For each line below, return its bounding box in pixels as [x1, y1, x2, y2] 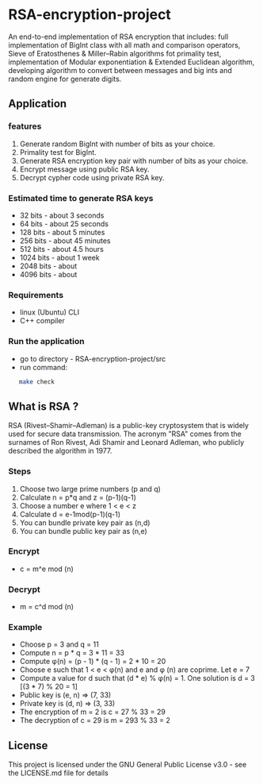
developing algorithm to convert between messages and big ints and [8, 65, 232, 75]
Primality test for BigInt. [19, 147, 97, 156]
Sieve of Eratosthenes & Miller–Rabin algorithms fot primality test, [8, 48, 222, 58]
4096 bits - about [19, 269, 78, 279]
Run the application [8, 336, 85, 347]
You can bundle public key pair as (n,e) [19, 526, 148, 535]
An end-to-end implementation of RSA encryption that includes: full [8, 32, 229, 41]
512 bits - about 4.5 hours [19, 244, 105, 253]
